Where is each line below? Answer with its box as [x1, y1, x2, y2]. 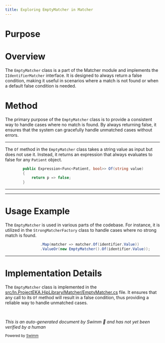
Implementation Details [5, 268, 102, 279]
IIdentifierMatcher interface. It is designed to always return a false [5, 72, 142, 78]
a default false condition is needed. [5, 83, 77, 89]
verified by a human [5, 324, 46, 330]
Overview [5, 51, 46, 62]
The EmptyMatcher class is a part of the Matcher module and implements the [5, 67, 159, 73]
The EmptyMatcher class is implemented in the [5, 284, 97, 290]
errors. [5, 132, 19, 138]
